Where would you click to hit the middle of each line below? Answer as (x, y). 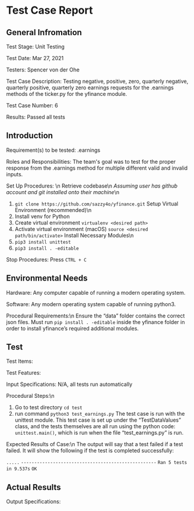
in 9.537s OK (22, 469)
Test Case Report (50, 10)
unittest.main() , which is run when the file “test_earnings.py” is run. (99, 433)
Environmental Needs (47, 278)
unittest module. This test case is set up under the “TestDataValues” (98, 420)
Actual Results (34, 487)
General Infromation (44, 32)
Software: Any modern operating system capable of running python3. (91, 304)
